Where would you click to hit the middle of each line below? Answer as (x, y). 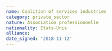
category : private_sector (38, 17)
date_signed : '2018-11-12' (39, 39)
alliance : (18, 33)
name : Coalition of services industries (57, 11)
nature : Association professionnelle (52, 22)
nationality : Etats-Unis (37, 28)
